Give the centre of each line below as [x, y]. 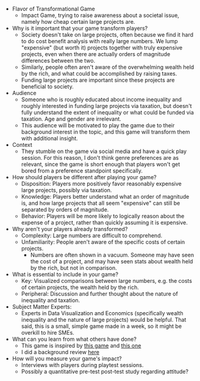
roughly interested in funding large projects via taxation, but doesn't [106, 106]
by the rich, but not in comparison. [73, 268]
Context [22, 145]
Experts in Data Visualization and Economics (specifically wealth [102, 313]
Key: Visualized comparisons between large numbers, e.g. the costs [106, 281]
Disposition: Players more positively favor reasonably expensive [101, 183]
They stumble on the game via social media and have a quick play [104, 151]
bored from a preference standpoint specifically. [82, 171]
